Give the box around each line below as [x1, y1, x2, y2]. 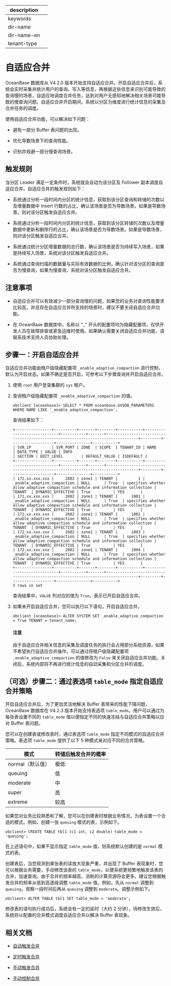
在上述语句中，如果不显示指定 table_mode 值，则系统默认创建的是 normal [5, 843, 157, 850]
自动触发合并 [12, 943, 40, 949]
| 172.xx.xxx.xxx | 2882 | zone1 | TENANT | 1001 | [12, 494, 146, 499]
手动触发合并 [12, 965, 40, 971]
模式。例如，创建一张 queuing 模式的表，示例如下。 [14, 819, 122, 825]
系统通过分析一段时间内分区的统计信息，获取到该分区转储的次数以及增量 [12, 220, 164, 226]
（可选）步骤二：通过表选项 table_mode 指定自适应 [5, 677, 163, 686]
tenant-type [8, 40, 37, 47]
